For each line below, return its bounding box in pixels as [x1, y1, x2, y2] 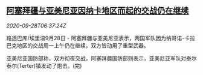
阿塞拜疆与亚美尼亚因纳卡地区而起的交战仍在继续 [6, 5, 189, 16]
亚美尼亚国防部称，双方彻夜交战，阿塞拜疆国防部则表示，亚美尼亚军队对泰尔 [6, 55, 197, 62]
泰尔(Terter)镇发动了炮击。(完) [6, 62, 82, 69]
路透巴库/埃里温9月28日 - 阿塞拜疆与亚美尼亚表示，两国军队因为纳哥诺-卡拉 [6, 34, 195, 41]
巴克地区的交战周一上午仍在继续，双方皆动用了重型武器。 [6, 41, 149, 49]
